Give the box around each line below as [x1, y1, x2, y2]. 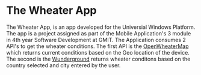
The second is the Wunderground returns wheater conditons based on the [6, 55, 191, 62]
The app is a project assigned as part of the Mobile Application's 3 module [6, 29, 191, 37]
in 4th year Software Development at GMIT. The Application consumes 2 [6, 36, 187, 43]
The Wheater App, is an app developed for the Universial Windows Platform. [6, 23, 196, 31]
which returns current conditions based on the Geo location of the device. [6, 49, 190, 56]
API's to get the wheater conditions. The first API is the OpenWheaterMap [6, 43, 189, 50]
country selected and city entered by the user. [6, 61, 121, 69]
